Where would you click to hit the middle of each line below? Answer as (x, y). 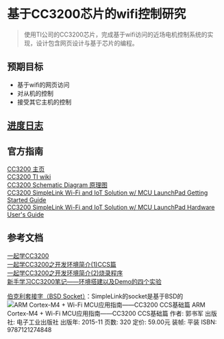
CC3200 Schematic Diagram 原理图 (57, 185)
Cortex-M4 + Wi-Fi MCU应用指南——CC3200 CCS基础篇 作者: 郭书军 (105, 313)
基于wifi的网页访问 (43, 85)
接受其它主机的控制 (44, 102)
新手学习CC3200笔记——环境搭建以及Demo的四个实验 (85, 281)
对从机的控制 (35, 93)
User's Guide (26, 215)
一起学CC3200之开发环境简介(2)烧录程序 (65, 273)
